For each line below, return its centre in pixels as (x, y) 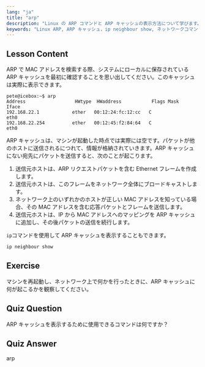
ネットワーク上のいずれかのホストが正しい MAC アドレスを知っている (103, 199)
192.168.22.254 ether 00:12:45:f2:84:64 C (79, 123)
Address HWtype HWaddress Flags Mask (93, 102)
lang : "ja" (20, 12)
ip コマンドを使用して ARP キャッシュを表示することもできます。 (88, 235)
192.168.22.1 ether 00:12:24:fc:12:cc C (79, 113)
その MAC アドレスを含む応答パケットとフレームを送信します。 (106, 207)
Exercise (23, 266)
